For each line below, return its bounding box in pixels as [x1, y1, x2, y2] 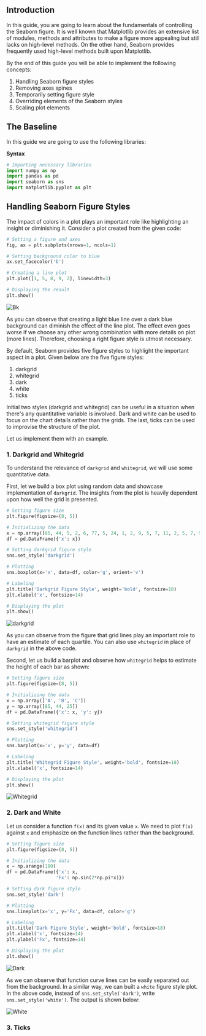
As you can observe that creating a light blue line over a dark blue [6, 315, 173, 323]
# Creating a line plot [6, 270, 67, 276]
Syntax [6, 150, 25, 157]
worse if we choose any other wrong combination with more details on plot [6, 328, 196, 336]
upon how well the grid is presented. [6, 496, 99, 503]
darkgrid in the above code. [6, 645, 77, 652]
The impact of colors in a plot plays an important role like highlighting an [6, 218, 189, 225]
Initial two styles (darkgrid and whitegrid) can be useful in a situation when [6, 403, 195, 410]
